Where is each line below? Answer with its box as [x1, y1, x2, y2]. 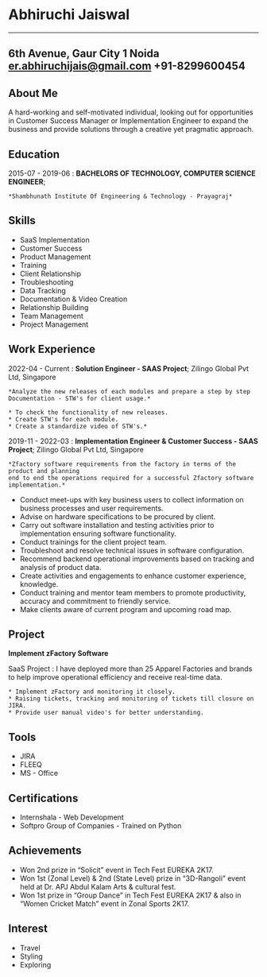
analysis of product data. [19, 562, 102, 572]
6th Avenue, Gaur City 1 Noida [8, 47, 160, 60]
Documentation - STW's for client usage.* [8, 394, 151, 402]
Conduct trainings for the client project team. [19, 537, 168, 546]
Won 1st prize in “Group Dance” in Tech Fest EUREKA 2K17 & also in [19, 890, 242, 900]
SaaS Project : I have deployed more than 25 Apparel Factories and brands [8, 664, 253, 673]
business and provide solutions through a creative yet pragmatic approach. [8, 125, 254, 134]
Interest [8, 922, 48, 936]
